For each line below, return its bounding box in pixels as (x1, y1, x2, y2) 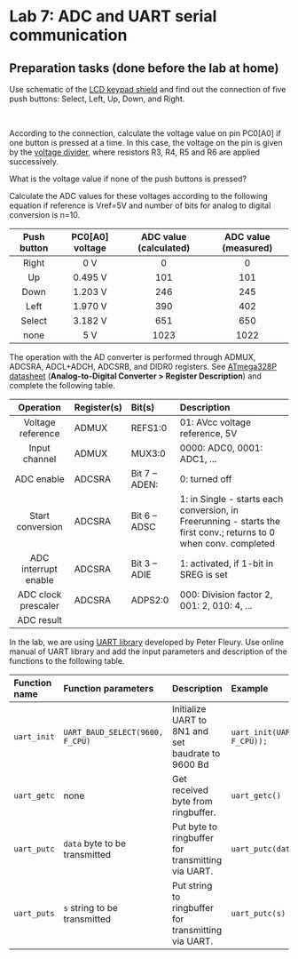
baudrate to (171, 747, 221, 759)
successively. (9, 156, 59, 166)
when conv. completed (179, 538, 275, 549)
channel (22, 453, 57, 465)
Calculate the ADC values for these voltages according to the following (9, 191, 268, 201)
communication (9, 25, 128, 45)
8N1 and (171, 725, 209, 737)
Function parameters (63, 683, 154, 694)
